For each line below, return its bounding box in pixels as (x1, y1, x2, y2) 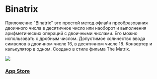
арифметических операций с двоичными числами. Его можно (5, 30, 138, 36)
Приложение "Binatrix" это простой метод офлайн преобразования (5, 20, 148, 26)
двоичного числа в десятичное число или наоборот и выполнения (5, 25, 147, 31)
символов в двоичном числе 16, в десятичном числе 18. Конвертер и (5, 40, 153, 46)
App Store (5, 68, 30, 75)
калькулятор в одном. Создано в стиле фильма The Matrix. (5, 46, 131, 52)
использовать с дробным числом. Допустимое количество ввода (5, 36, 146, 41)
